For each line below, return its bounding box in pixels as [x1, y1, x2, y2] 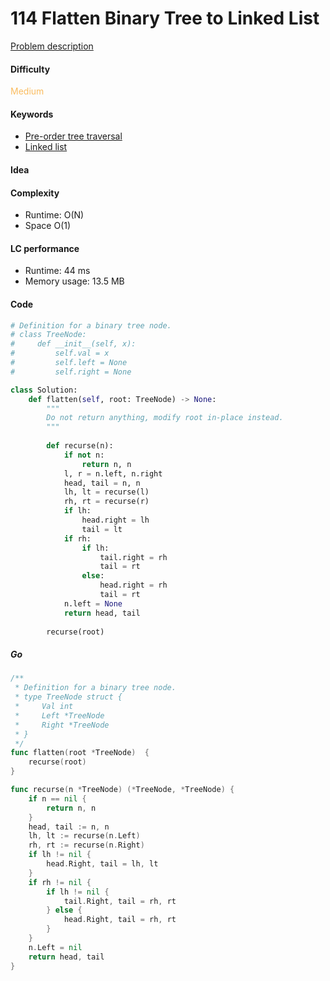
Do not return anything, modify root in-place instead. [46, 413, 284, 423]
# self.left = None [10, 358, 128, 368]
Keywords [10, 108, 54, 120]
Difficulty [10, 63, 51, 75]
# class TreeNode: [10, 330, 87, 340]
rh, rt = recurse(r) [63, 497, 150, 507]
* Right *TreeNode [14, 720, 110, 730]
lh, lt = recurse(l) [63, 487, 150, 497]
